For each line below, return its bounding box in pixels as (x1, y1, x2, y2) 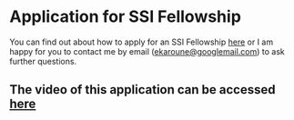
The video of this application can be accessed (9, 82, 276, 97)
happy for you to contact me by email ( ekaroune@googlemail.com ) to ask (9, 45, 285, 56)
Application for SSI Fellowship (9, 6, 241, 27)
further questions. (9, 55, 77, 66)
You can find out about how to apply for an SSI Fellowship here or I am (9, 36, 274, 47)
